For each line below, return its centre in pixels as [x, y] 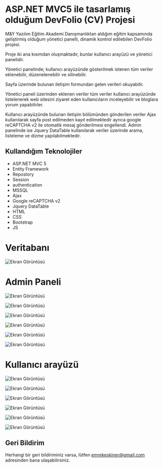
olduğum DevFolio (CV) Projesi [70, 20]
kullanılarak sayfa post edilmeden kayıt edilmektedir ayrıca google [73, 119]
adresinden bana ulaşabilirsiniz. [38, 460]
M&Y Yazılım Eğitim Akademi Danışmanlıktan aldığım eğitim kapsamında [79, 34]
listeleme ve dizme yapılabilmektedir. [43, 135]
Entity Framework [30, 169]
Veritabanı [27, 248]
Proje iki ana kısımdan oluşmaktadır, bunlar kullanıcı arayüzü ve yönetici [79, 54]
